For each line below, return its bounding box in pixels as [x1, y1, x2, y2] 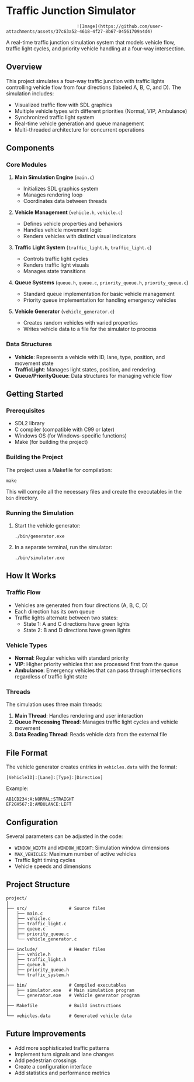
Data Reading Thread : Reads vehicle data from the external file [14, 731, 168, 738]
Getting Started [6, 389, 64, 399]
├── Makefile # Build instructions [6, 1002, 122, 1008]
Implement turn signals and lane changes [14, 1050, 114, 1057]
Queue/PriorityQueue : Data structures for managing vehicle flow [14, 372, 172, 379]
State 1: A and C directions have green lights [23, 620, 130, 627]
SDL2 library [14, 420, 45, 427]
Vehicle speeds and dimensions [14, 863, 92, 870]
